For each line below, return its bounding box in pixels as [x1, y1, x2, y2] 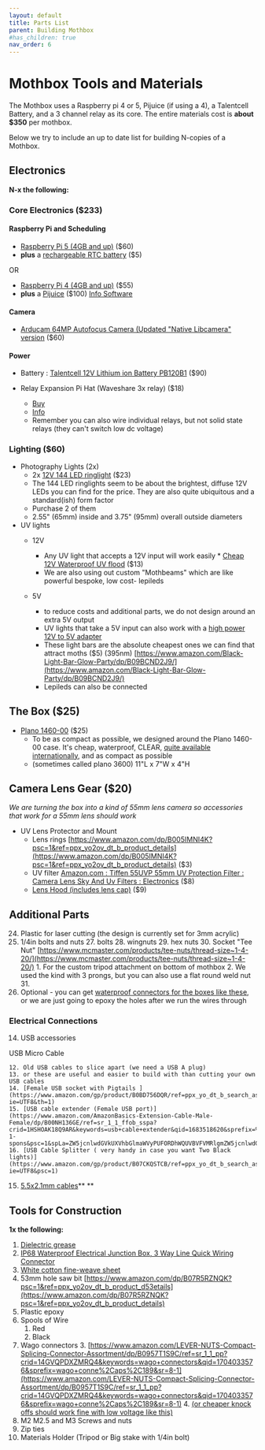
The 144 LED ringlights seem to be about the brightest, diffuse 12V [31, 478, 248, 488]
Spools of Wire [20, 1315, 69, 1325]
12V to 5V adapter [43, 631, 102, 641]
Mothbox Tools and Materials [9, 75, 204, 93]
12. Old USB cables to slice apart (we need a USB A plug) [9, 1064, 207, 1072]
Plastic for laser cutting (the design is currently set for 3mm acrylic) [20, 929, 240, 939]
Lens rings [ [31, 835, 72, 844]
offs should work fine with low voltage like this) [20, 1407, 174, 1417]
